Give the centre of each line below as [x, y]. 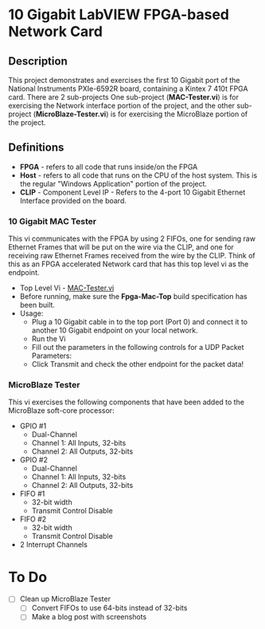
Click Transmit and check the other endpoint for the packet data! [138, 364]
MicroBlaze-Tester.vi [71, 114]
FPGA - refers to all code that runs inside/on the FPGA [109, 167]
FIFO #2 [33, 519]
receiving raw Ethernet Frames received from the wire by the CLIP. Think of [132, 256]
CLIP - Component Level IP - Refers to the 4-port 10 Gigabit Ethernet [132, 192]
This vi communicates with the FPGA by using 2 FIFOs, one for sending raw [132, 239]
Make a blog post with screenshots [89, 617]
